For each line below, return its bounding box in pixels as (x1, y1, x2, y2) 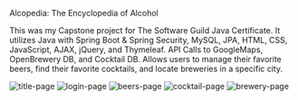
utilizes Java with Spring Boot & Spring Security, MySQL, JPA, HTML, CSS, (9, 35, 288, 45)
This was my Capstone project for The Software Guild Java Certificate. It (9, 25, 281, 35)
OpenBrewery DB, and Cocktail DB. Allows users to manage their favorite (9, 54, 283, 64)
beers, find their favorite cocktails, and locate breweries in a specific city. (9, 63, 284, 74)
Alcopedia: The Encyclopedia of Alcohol (9, 8, 159, 18)
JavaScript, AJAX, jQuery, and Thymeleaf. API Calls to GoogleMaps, (9, 44, 264, 55)
